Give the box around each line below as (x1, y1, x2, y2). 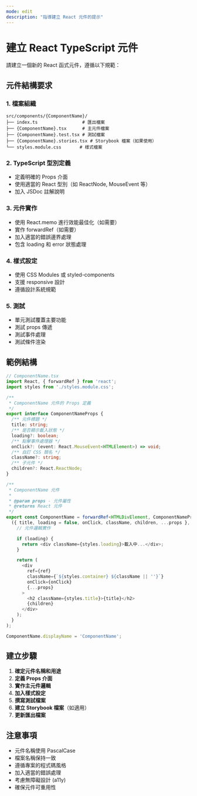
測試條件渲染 (14, 338, 46, 346)
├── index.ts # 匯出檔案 (6, 120, 106, 126)
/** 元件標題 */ (11, 416, 48, 422)
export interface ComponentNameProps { (6, 411, 104, 417)
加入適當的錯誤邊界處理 (14, 233, 72, 241)
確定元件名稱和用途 (14, 668, 62, 675)
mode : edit (6, 8, 33, 15)
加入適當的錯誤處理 (14, 769, 62, 776)
